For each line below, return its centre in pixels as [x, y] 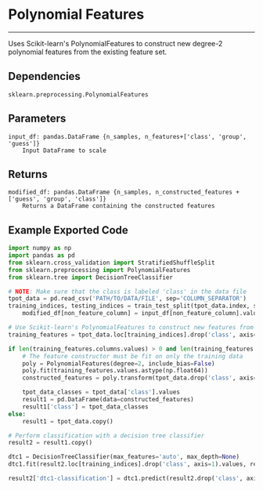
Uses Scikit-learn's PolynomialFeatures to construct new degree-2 [115, 43]
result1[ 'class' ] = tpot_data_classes [85, 407]
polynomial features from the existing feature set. [88, 52]
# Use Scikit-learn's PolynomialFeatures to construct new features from [131, 328]
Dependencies [44, 76]
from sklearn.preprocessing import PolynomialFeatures [99, 270]
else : [17, 414]
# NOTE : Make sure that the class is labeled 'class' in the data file [127, 292]
